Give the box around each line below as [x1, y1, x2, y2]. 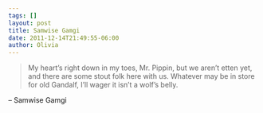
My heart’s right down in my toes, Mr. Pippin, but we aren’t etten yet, [27, 63, 253, 72]
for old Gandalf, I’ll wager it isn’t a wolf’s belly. [27, 80, 179, 90]
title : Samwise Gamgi [8, 26, 80, 34]
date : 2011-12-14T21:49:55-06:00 [8, 33, 120, 42]
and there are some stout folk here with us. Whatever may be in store [27, 72, 255, 81]
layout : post [8, 19, 52, 27]
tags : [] [8, 11, 37, 20]
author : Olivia [8, 41, 59, 49]
